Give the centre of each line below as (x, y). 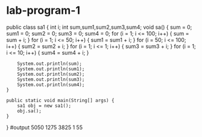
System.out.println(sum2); (51, 74)
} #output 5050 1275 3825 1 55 (45, 127)
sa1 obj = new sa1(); (44, 106)
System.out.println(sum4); (51, 85)
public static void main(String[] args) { (60, 100)
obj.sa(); (30, 111)
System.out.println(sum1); (51, 69)
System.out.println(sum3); (51, 79)
